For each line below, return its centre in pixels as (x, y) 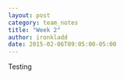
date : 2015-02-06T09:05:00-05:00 (62, 45)
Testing (20, 66)
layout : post (29, 15)
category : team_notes (43, 23)
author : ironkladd (38, 37)
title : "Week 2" (34, 30)
